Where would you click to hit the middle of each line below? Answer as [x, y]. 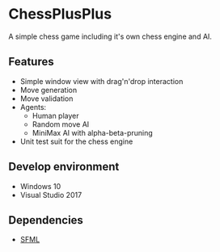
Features [31, 62]
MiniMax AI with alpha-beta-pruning [93, 132]
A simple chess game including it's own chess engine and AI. [110, 36]
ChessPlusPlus [60, 14]
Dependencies [46, 220]
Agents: [33, 107]
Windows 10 [40, 186]
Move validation [47, 99]
